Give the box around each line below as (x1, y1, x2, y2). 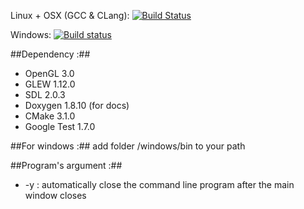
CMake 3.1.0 (24, 110, 76, 122)
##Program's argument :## (10, 160, 123, 171)
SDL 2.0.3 (24, 89, 66, 100)
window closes (24, 190, 87, 201)
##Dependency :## (10, 48, 91, 60)
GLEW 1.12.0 (24, 78, 76, 90)
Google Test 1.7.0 (24, 121, 96, 132)
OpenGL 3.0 (24, 68, 75, 79)
